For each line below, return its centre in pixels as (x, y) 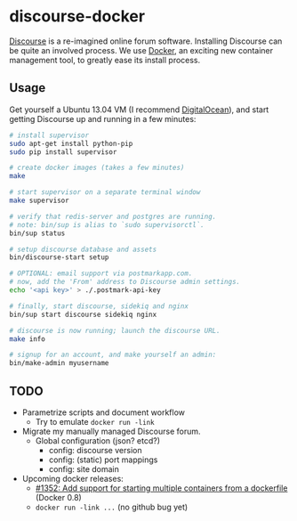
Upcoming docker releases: (73, 478)
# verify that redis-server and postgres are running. (113, 216)
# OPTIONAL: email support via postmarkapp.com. (101, 273)
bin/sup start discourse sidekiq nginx (83, 314)
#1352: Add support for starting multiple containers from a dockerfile (161, 488)
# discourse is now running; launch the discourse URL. (115, 330)
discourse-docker (77, 16)
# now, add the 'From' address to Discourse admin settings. (125, 282)
